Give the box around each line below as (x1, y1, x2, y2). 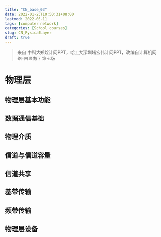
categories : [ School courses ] (5, 26, 68, 31)
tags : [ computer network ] (5, 21, 58, 26)
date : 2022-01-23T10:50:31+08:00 (5, 12, 74, 17)
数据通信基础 (5, 114, 44, 122)
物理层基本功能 (5, 96, 51, 104)
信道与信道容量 (5, 151, 51, 159)
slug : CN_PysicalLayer (5, 30, 52, 35)
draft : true (5, 35, 30, 40)
